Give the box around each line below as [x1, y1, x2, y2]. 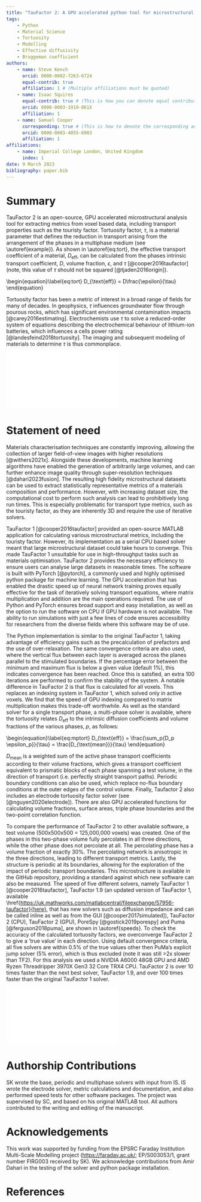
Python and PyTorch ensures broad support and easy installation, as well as [6, 602, 193, 609]
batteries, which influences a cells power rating [6, 328, 123, 335]
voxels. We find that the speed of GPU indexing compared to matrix [6, 696, 172, 703]
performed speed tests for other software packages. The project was [6, 1091, 177, 1098]
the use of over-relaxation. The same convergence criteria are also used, [6, 645, 186, 652]
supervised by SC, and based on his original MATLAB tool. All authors [6, 1098, 178, 1105]
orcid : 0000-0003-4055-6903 [22, 129, 93, 136]
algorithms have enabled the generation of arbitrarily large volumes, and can [6, 463, 195, 470]
